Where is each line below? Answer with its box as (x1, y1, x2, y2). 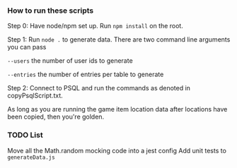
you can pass (7, 43, 47, 52)
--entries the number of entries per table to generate (7, 70, 164, 79)
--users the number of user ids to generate (7, 56, 133, 65)
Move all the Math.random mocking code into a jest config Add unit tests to (7, 146, 226, 155)
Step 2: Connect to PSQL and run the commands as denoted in (7, 84, 191, 92)
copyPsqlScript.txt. (7, 91, 63, 100)
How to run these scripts (7, 6, 94, 16)
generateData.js (7, 154, 55, 161)
